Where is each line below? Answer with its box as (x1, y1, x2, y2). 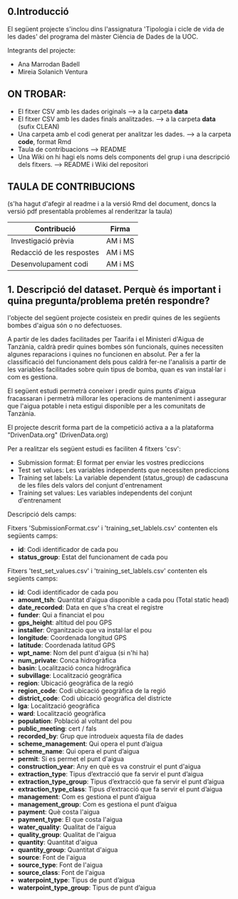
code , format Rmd (17, 137, 71, 145)
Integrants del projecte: (7, 46, 76, 54)
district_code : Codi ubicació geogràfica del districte (17, 694, 172, 703)
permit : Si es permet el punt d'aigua (17, 755, 125, 764)
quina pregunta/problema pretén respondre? (7, 294, 210, 307)
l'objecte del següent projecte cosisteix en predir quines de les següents (7, 314, 221, 322)
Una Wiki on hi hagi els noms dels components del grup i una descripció (17, 153, 230, 161)
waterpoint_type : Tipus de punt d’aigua (17, 876, 135, 885)
